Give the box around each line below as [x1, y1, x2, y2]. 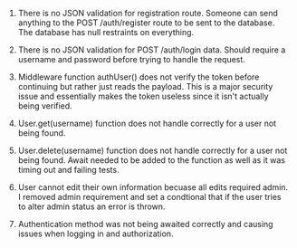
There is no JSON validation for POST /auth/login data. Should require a [17, 44, 286, 55]
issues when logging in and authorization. [17, 228, 174, 239]
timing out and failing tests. [17, 165, 120, 175]
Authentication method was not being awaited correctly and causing [17, 219, 273, 229]
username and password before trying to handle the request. [17, 54, 246, 64]
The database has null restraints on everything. [17, 27, 195, 37]
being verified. [17, 100, 72, 111]
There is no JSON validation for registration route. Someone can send [17, 8, 279, 18]
